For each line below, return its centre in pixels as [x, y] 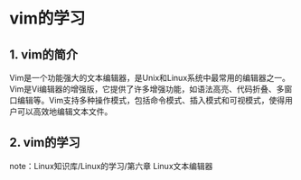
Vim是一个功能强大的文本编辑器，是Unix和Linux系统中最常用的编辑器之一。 [150, 78]
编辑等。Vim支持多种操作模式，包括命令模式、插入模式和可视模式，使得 [151, 100]
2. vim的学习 [45, 143]
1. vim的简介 [44, 54]
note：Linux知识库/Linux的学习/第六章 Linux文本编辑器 [111, 166]
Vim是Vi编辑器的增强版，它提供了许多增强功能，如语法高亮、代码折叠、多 [147, 89]
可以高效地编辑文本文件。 [65, 112]
